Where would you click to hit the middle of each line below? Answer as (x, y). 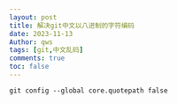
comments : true (37, 58)
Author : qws (31, 42)
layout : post (33, 17)
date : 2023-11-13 (41, 33)
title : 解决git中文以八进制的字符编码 (72, 26)
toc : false (29, 67)
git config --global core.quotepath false (88, 90)
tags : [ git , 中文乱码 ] (46, 50)
